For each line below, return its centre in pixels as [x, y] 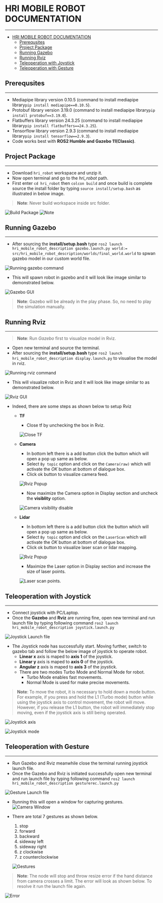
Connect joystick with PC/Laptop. [45, 613]
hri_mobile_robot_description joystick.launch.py [63, 628]
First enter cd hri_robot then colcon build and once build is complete [82, 183]
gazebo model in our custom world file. [51, 258]
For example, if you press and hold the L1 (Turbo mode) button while [85, 697]
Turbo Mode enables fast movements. [65, 677]
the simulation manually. [41, 307]
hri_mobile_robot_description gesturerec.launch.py [65, 783]
